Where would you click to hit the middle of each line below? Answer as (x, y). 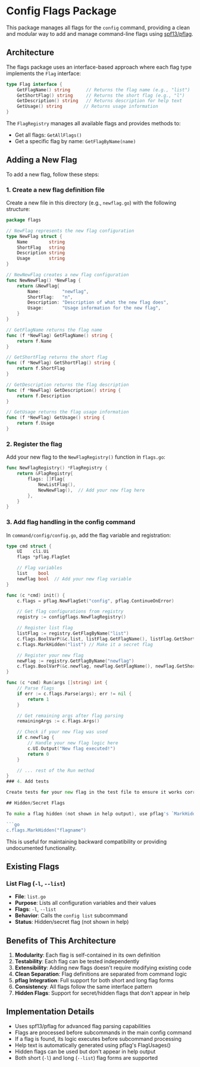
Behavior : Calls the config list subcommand (71, 916)
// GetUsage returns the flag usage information (68, 412)
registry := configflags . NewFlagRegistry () (72, 617)
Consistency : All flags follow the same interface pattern (84, 987)
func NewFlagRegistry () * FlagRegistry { (57, 468)
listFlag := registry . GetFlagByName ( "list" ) (73, 633)
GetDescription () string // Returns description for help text (100, 101)
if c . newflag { (36, 738)
